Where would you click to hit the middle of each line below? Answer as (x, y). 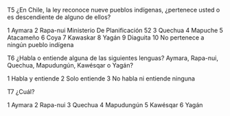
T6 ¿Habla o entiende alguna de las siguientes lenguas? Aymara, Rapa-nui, (113, 58)
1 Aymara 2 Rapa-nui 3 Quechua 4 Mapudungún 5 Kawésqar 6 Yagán (105, 105)
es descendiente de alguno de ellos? (59, 17)
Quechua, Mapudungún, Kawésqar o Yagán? (70, 65)
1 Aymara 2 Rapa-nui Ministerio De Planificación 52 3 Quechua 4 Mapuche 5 (115, 30)
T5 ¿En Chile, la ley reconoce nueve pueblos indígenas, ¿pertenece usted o (114, 10)
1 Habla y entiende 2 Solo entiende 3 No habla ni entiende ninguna (101, 78)
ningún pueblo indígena (41, 45)
